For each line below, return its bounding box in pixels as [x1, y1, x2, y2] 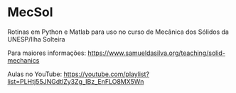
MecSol [7, 4, 53, 20]
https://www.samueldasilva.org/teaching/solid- [87, 49, 226, 57]
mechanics [7, 56, 40, 64]
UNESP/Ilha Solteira [7, 35, 65, 43]
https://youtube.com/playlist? [63, 70, 150, 78]
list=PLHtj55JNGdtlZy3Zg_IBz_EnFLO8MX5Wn [7, 77, 144, 85]
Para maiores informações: [7, 49, 87, 57]
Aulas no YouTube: [7, 70, 63, 78]
